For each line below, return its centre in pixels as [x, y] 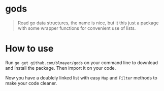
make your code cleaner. [31, 83]
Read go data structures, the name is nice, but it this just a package [88, 23]
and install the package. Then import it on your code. [61, 68]
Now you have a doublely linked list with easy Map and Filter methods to [81, 78]
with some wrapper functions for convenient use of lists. [77, 28]
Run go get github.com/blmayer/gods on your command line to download [82, 62]
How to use [29, 49]
